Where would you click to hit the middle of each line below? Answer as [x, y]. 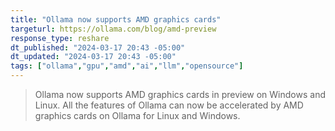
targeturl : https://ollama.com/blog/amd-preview [113, 29]
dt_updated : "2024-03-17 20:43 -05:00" [93, 57]
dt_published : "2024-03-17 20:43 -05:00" [98, 47]
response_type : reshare [60, 38]
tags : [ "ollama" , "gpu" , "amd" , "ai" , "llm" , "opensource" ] [127, 66]
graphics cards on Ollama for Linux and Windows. [137, 115]
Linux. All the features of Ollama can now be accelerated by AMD [169, 105]
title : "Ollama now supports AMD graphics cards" [116, 19]
